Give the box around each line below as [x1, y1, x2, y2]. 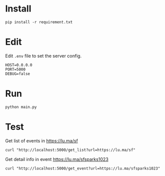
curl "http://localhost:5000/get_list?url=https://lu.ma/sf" [5, 147, 136, 152]
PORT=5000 [5, 67, 26, 72]
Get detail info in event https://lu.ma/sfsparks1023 [5, 156, 109, 162]
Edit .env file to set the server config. [5, 53, 82, 59]
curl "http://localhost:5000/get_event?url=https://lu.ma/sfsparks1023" [5, 166, 160, 171]
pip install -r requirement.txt [5, 20, 73, 25]
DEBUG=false [5, 71, 30, 76]
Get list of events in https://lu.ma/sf [5, 137, 78, 143]
